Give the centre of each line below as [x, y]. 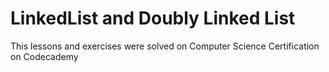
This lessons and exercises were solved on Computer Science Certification [165, 46]
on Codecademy [44, 56]
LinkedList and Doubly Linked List [153, 18]
